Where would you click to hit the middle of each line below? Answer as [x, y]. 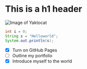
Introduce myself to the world [42, 61]
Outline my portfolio [32, 55]
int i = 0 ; [16, 31]
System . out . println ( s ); [29, 41]
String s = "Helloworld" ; [31, 36]
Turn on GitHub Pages [35, 50]
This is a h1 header [44, 9]
